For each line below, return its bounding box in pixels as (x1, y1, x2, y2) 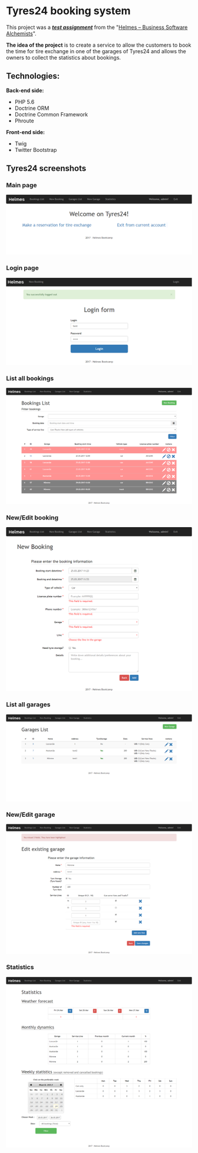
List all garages (6, 700, 51, 709)
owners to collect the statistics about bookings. (6, 54, 121, 61)
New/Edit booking (6, 513, 59, 521)
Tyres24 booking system (6, 4, 131, 18)
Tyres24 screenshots (6, 164, 87, 174)
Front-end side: (6, 128, 45, 135)
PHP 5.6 (14, 98, 35, 105)
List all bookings (6, 374, 54, 382)
